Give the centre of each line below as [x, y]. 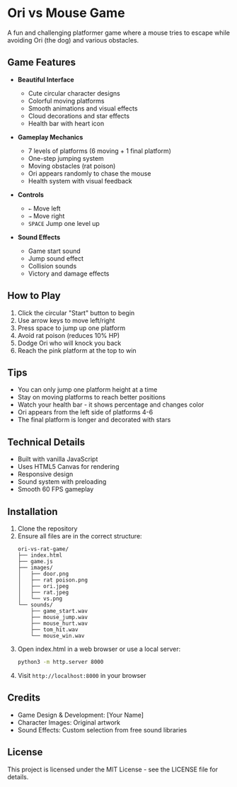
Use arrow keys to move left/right [66, 320]
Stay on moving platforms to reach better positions [92, 397]
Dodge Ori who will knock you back [69, 343]
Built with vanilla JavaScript [58, 459]
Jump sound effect [56, 258]
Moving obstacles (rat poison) [72, 166]
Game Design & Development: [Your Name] [80, 715]
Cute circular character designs [74, 93]
